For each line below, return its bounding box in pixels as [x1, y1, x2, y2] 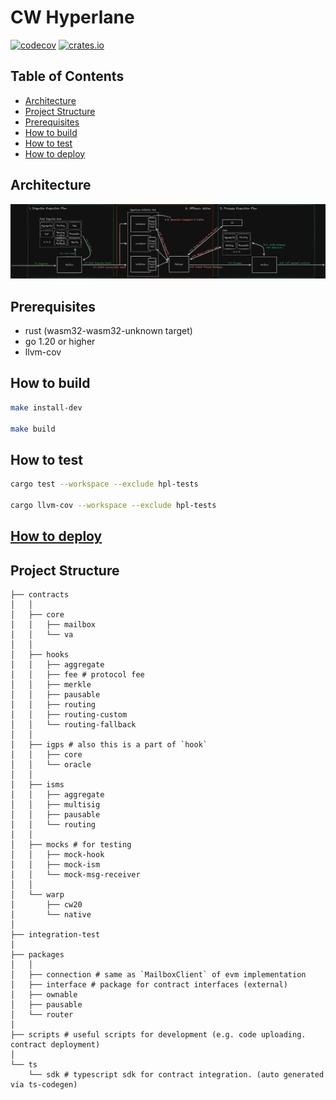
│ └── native [10, 910, 92, 920]
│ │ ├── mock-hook [10, 850, 105, 860]
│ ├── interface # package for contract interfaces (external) [10, 980, 288, 990]
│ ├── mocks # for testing [10, 840, 132, 850]
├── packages [10, 950, 65, 960]
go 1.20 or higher [24, 335, 96, 347]
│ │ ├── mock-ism [10, 860, 101, 870]
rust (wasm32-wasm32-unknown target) [24, 324, 193, 336]
